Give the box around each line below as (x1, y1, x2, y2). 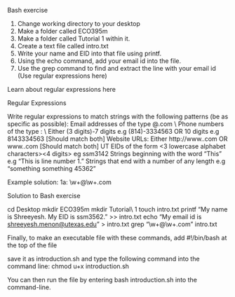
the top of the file (7, 241, 58, 249)
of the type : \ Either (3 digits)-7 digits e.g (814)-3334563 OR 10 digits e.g (7, 127, 220, 135)
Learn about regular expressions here (7, 85, 116, 93)
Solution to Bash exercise (7, 192, 81, 200)
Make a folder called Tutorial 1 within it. (17, 34, 130, 43)
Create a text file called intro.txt (17, 42, 109, 50)
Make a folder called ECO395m (17, 27, 108, 35)
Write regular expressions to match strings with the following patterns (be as (7, 112, 229, 120)
